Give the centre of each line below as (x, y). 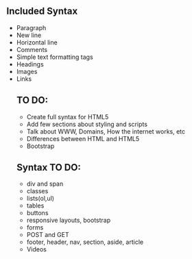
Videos (37, 249)
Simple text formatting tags (55, 57)
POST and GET (48, 235)
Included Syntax (42, 11)
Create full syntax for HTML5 (68, 116)
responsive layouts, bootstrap (69, 220)
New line (29, 35)
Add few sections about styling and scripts (87, 124)
